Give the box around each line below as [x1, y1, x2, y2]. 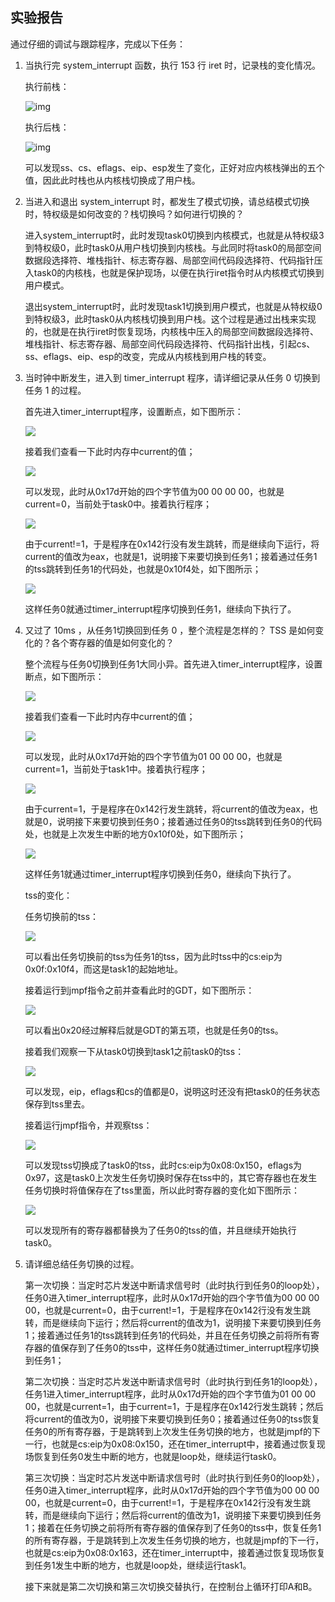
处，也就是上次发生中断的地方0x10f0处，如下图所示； [24, 828, 247, 840]
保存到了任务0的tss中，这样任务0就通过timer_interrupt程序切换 [59, 1341, 320, 1353]
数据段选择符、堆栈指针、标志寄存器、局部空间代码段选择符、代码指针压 [24, 254, 323, 266]
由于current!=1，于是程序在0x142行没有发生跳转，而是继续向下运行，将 [24, 538, 320, 550]
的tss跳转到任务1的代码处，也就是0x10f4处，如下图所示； [24, 563, 262, 575]
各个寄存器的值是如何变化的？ [51, 636, 175, 648]
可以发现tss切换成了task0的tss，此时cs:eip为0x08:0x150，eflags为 [24, 1159, 303, 1171]
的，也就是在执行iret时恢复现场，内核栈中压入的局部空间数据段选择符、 [24, 325, 319, 337]
